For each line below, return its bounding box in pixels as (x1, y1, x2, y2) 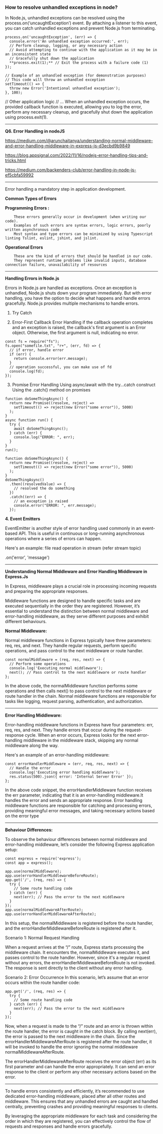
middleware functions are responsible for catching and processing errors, (5, 802, 152, 808)
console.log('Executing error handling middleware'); (9, 770, 120, 775)
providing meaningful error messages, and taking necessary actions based (5, 808, 155, 814)
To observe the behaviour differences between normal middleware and (5, 837, 147, 842)
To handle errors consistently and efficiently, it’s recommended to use (5, 1088, 145, 1094)
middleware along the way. (5, 743, 59, 748)
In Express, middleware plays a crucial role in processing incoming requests (5, 583, 157, 589)
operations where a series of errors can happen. (5, 536, 102, 542)
